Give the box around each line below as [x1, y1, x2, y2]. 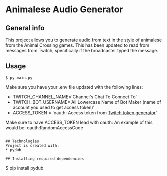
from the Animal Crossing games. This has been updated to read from [5, 42, 149, 48]
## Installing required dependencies [5, 156, 84, 161]
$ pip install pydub [5, 165, 44, 171]
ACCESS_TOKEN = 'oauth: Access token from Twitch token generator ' [12, 109, 157, 116]
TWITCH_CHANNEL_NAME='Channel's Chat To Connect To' [12, 94, 137, 100]
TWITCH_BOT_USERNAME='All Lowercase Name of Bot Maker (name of [12, 99, 161, 105]
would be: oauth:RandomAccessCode [5, 124, 84, 131]
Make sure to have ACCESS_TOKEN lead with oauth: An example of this [5, 119, 153, 125]
